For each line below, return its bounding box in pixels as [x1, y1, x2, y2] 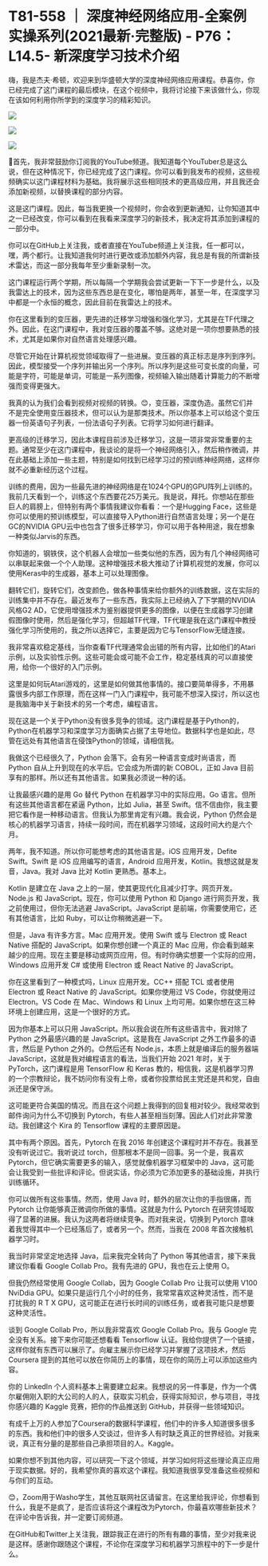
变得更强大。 [22, 380, 65, 391]
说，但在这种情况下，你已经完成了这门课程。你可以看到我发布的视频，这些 [8, 167, 253, 176]
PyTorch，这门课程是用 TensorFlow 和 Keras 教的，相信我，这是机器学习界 [8, 1064, 254, 1073]
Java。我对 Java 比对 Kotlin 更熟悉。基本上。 [22, 866, 171, 875]
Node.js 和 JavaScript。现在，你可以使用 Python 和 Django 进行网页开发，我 [8, 893, 260, 903]
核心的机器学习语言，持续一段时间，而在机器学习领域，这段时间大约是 [8, 819, 239, 829]
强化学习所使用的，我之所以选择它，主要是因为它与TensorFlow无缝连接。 [8, 625, 250, 635]
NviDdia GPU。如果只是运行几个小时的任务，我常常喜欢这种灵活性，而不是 [8, 1288, 254, 1297]
